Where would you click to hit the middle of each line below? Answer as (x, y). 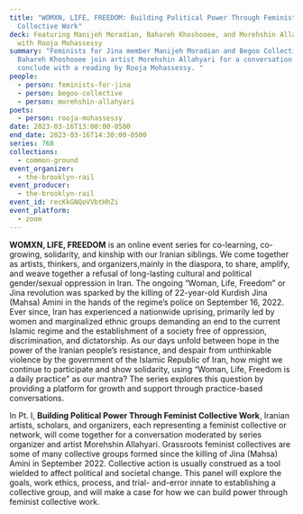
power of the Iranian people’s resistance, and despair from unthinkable (141, 350)
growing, (26, 254)
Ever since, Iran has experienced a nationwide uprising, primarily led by (142, 311)
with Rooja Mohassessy (60, 43)
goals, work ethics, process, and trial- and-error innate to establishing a (143, 482)
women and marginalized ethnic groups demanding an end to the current (145, 321)
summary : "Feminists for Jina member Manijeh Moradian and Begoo (134, 51)
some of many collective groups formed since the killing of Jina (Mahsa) (143, 454)
